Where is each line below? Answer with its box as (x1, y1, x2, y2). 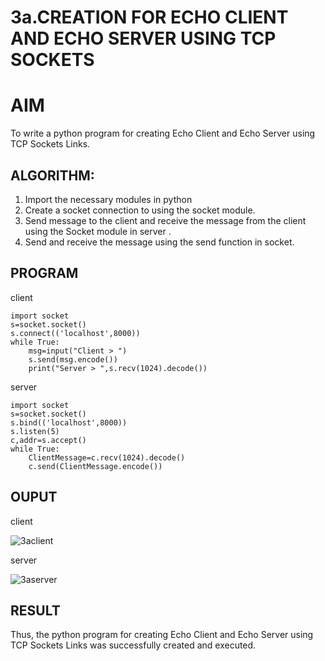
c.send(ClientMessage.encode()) (28, 461, 163, 471)
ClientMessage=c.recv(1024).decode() (28, 452, 186, 463)
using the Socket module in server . (24, 225, 172, 237)
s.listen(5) (10, 426, 60, 436)
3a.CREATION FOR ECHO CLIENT (10, 6, 289, 29)
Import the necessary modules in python (24, 193, 193, 205)
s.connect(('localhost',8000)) (10, 328, 141, 338)
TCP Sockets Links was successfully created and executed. (10, 639, 257, 651)
